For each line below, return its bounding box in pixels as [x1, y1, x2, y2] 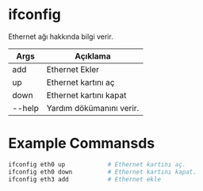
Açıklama [75, 50, 111, 61]
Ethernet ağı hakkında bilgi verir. [8, 32, 113, 41]
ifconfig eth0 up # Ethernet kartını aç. [8, 160, 186, 168]
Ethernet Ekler [46, 63, 100, 74]
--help [12, 102, 40, 113]
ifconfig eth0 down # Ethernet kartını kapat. [8, 168, 197, 176]
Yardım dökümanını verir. [46, 102, 140, 113]
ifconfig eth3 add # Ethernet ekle [8, 175, 161, 183]
